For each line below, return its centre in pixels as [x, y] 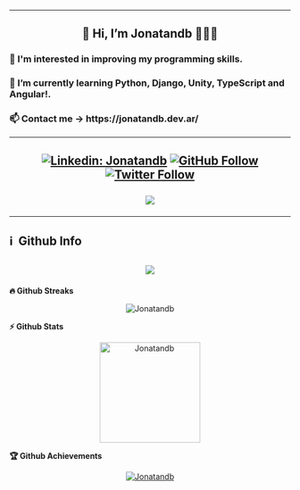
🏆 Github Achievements [56, 455]
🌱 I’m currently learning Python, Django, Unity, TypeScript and [147, 83]
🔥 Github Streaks [42, 290]
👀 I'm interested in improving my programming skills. [126, 59]
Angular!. [30, 95]
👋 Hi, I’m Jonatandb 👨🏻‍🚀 [150, 33]
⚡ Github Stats [37, 326]
